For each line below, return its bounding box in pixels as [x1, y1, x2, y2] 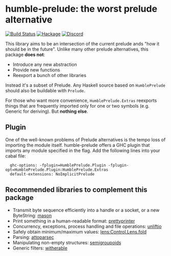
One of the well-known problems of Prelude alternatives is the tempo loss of [5, 136, 166, 143]
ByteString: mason [12, 212, 52, 218]
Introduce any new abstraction [12, 61, 78, 67]
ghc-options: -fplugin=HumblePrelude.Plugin [10, 163, 106, 168]
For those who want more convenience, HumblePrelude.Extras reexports [5, 97, 157, 104]
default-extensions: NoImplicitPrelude [10, 171, 95, 176]
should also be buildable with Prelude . [5, 87, 85, 93]
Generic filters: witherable [12, 245, 68, 251]
